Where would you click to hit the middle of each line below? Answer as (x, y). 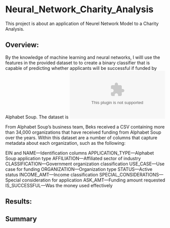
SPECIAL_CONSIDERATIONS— (131, 174)
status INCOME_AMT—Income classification (52, 174)
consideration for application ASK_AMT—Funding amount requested (94, 180)
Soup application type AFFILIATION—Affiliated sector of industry (73, 158)
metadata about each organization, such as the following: (65, 143)
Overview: (22, 45)
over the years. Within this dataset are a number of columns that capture (81, 137)
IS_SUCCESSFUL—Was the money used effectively (59, 185)
